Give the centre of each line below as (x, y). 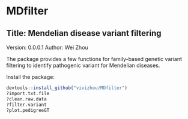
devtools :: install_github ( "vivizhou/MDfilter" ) (67, 88)
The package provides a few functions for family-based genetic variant (94, 59)
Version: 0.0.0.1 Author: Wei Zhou (47, 47)
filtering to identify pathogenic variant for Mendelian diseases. (83, 65)
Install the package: (31, 77)
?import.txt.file (28, 93)
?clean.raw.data (26, 99)
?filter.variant (26, 105)
